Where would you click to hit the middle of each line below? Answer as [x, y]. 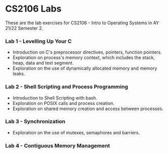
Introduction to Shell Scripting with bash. [55, 98]
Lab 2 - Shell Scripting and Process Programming [67, 87]
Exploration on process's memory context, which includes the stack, [84, 58]
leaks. [19, 74]
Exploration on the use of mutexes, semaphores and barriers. [76, 132]
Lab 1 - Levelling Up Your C [39, 41]
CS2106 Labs [33, 9]
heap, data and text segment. [43, 63]
